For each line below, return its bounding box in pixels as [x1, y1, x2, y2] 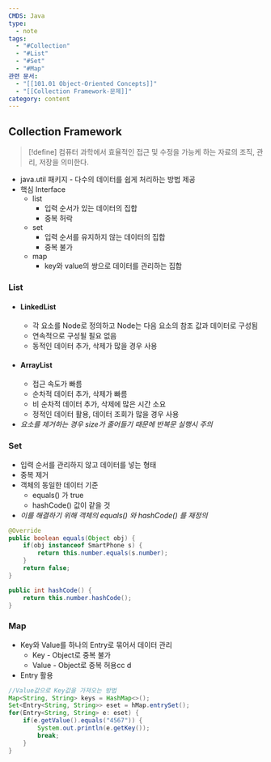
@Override [8, 526, 42, 534]
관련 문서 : [8, 72, 39, 80]
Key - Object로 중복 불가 [32, 649, 112, 660]
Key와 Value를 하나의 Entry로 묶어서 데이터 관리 [19, 640, 172, 649]
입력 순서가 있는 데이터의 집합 [44, 203, 138, 213]
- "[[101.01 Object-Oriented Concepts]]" [15, 79, 158, 87]
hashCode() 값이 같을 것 [32, 500, 111, 510]
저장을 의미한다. [39, 157, 89, 167]
